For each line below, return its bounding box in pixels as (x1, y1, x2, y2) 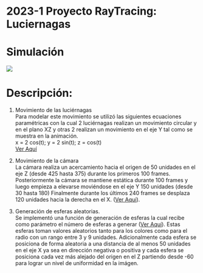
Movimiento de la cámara (15, 157, 79, 165)
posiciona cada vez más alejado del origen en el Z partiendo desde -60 (15, 253, 194, 260)
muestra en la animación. (15, 132, 78, 140)
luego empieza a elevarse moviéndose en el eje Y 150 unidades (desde (15, 183, 193, 190)
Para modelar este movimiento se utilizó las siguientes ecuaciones (15, 113, 182, 120)
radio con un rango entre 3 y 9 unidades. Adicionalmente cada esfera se (15, 233, 196, 241)
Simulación (6, 45, 64, 59)
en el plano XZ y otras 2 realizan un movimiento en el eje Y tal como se (15, 126, 193, 133)
